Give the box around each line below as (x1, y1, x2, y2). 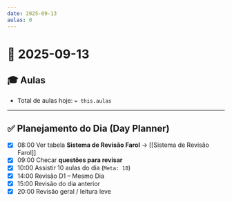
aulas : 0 (7, 17, 32, 23)
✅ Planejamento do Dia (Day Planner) (7, 122, 171, 134)
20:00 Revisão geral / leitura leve (17, 187, 112, 195)
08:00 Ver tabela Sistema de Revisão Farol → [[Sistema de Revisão (17, 141, 209, 149)
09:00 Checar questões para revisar (17, 156, 123, 164)
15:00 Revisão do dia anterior (17, 179, 100, 188)
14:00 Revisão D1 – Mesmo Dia (17, 172, 105, 180)
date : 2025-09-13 (7, 10, 57, 17)
